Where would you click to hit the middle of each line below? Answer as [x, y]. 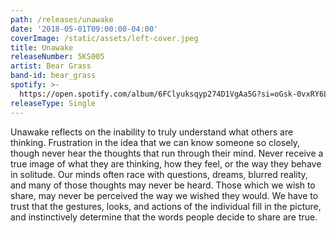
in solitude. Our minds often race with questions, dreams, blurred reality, [159, 174]
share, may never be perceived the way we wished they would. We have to [164, 195]
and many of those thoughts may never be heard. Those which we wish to [163, 185]
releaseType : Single [53, 103]
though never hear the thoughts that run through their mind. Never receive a [167, 153]
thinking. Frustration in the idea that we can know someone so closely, [155, 142]
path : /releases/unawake [62, 19]
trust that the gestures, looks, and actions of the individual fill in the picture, [166, 206]
